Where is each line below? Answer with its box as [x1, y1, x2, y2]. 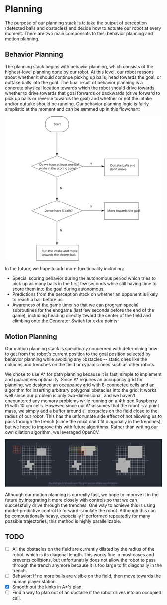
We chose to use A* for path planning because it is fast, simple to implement [5, 371, 162, 377]
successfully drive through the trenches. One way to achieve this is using [5, 502, 156, 508]
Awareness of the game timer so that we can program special [12, 302, 139, 308]
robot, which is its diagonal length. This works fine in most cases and [12, 551, 154, 557]
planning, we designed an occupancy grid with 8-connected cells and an [5, 382, 155, 388]
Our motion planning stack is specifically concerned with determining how [5, 346, 158, 352]
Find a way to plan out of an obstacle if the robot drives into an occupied [12, 589, 162, 595]
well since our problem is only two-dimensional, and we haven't [5, 393, 136, 399]
